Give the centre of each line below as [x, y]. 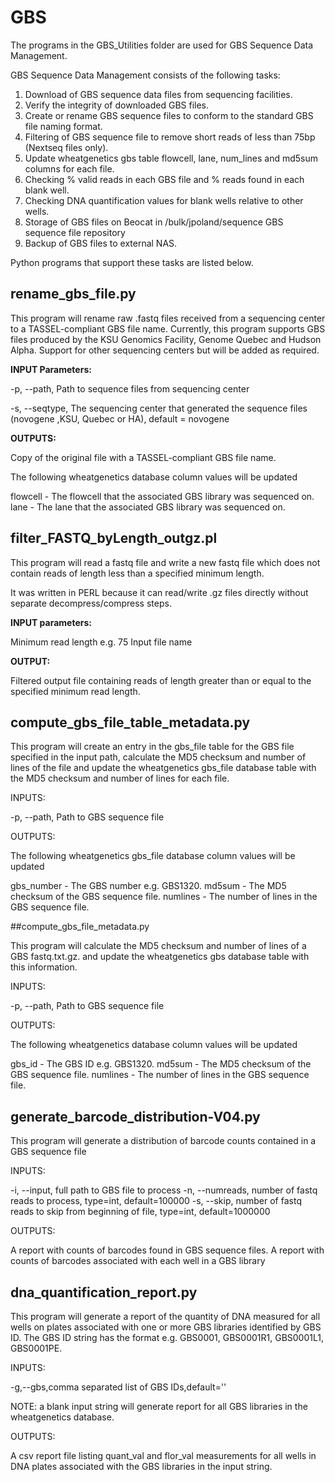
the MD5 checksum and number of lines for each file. [120, 778]
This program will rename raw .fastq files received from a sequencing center [168, 318]
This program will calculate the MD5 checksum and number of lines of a [158, 946]
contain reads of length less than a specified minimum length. [137, 573]
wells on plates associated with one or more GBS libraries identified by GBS [166, 1327]
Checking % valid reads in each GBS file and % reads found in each [164, 179]
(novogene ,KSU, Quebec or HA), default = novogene [120, 418]
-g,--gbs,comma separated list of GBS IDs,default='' [118, 1387]
